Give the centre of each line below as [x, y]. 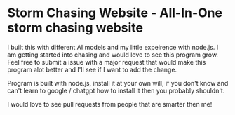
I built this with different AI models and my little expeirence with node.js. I [113, 47]
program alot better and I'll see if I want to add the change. [92, 69]
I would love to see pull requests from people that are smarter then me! [110, 104]
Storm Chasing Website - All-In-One [115, 13]
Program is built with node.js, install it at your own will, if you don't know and [118, 83]
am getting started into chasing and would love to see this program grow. [113, 55]
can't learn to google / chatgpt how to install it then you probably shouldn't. [116, 90]
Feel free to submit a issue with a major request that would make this [107, 62]
